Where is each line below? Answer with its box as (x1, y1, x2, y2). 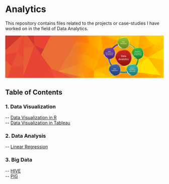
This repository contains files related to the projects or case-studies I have (5, 20, 160, 26)
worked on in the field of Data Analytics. (5, 25, 89, 31)
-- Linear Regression (5, 144, 48, 150)
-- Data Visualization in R (5, 114, 57, 120)
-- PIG (5, 173, 18, 179)
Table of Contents (5, 88, 63, 97)
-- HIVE (5, 167, 21, 174)
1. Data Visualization (5, 103, 56, 110)
